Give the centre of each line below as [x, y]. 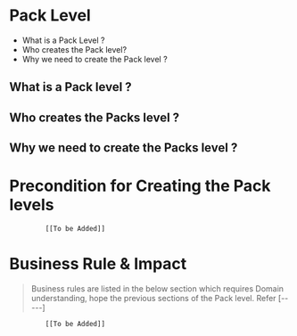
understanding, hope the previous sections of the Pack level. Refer [153, 298]
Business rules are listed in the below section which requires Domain [157, 288]
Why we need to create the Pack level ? [95, 59]
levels [32, 205]
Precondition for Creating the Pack [140, 186]
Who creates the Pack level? [74, 49]
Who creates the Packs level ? [95, 117]
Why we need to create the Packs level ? [124, 148]
